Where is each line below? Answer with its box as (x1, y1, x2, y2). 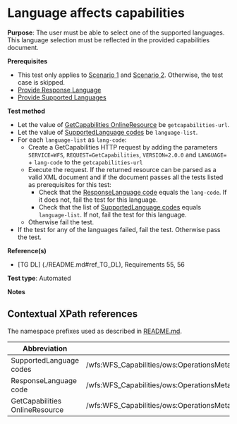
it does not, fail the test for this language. (38, 195, 158, 204)
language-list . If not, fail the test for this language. (38, 210, 187, 219)
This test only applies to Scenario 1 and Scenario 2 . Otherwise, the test (17, 71, 224, 79)
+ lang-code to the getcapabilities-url (28, 157, 143, 166)
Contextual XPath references (7, 308, 138, 320)
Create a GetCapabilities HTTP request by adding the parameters (28, 143, 218, 151)
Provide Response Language (17, 85, 102, 94)
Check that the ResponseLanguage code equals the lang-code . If (38, 188, 227, 196)
